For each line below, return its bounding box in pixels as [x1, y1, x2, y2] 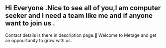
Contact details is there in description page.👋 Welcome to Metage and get [5, 32, 157, 38]
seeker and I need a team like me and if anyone [5, 12, 153, 20]
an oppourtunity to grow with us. [5, 37, 72, 43]
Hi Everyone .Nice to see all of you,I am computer [5, 4, 161, 12]
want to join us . [5, 19, 56, 27]
